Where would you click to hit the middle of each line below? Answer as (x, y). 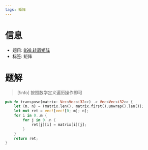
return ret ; (26, 138)
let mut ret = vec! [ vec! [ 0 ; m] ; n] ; (52, 111)
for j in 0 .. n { (39, 120)
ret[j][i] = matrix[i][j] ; (59, 124)
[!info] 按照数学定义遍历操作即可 (50, 92)
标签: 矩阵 (22, 56)
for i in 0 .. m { (31, 116)
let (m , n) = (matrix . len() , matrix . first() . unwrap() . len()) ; (79, 106)
